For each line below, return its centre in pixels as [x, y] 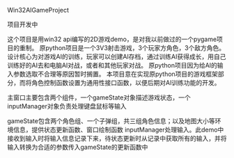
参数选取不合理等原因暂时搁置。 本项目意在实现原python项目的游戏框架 [115, 74]
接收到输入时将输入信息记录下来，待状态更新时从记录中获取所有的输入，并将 [117, 138]
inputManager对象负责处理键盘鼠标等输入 [67, 106]
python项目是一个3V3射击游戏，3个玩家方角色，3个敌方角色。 [135, 48]
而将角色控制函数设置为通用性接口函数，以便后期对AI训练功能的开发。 [120, 82]
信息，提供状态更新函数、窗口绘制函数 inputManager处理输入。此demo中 [118, 129]
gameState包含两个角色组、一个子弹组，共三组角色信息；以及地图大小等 [111, 121]
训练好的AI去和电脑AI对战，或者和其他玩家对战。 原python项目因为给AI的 [112, 65]
